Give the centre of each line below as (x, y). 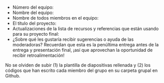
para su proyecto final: (36, 34)
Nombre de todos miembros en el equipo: (55, 18)
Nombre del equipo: (33, 13)
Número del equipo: (33, 7)
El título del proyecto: (34, 23)
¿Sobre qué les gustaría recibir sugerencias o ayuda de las (73, 39)
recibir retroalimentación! (38, 55)
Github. (13, 76)
